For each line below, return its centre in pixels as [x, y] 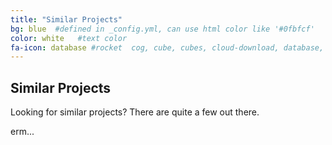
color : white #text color [69, 38]
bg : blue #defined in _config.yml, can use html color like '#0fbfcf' [162, 29]
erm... [22, 132]
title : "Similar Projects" [66, 19]
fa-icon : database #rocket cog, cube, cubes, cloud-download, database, [167, 47]
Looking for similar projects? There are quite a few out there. [135, 112]
